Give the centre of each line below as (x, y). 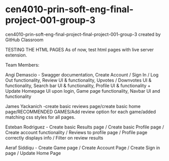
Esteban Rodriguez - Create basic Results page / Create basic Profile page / (85, 127)
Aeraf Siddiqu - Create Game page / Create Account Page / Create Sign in (83, 147)
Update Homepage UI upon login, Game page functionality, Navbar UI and (83, 91)
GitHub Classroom (24, 40)
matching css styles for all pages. (40, 117)
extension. (16, 55)
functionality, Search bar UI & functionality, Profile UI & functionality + (78, 86)
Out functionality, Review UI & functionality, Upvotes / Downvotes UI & (78, 80)
